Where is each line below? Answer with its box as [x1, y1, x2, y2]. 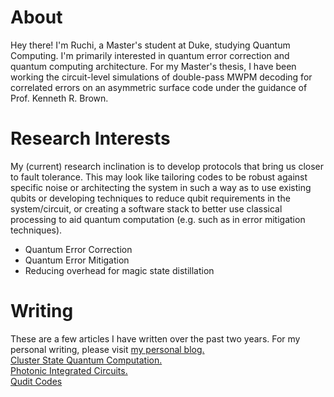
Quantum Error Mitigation [24, 254, 130, 266]
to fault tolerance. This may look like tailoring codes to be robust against [10, 171, 308, 183]
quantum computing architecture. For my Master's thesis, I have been [10, 60, 297, 72]
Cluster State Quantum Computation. [10, 354, 163, 366]
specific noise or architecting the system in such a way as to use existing [10, 181, 312, 193]
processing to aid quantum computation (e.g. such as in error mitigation [10, 213, 306, 225]
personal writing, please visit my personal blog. [10, 343, 205, 355]
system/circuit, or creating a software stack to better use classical [10, 202, 283, 215]
